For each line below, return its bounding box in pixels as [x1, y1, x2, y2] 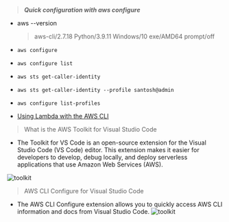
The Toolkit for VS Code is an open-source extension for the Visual [16, 138, 207, 147]
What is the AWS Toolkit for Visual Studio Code [23, 125, 157, 133]
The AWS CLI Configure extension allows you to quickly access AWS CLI [16, 200, 223, 208]
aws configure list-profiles [16, 100, 101, 107]
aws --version [16, 19, 57, 27]
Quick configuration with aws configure [23, 6, 141, 14]
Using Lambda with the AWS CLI [16, 112, 109, 120]
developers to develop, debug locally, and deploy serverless [16, 153, 188, 161]
